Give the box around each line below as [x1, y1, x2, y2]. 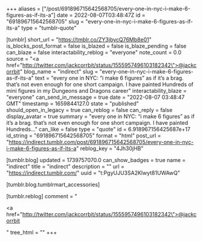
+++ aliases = [6, 5, 41, 12]
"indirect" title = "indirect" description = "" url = [6, 163, 125, 170]
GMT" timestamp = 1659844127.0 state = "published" [6, 100, 139, 107]
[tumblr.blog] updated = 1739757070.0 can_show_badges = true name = [6, 157, 186, 163]
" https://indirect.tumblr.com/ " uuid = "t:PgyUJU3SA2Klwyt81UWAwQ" [6, 169, 181, 177]
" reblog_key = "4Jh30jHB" [76, 145, 144, 152]
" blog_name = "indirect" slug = [19, 68, 98, 75]
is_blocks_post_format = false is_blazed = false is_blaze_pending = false [6, 42, 187, 49]
